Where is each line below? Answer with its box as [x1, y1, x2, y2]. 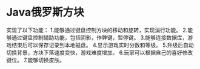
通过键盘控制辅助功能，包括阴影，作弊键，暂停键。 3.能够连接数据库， [11, 34, 188, 41]
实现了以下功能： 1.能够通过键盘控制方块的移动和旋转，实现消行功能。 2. [6, 26, 188, 34]
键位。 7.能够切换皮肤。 [6, 56, 65, 64]
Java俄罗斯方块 [6, 5, 84, 19]
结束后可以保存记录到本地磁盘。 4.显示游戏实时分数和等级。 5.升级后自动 [11, 41, 194, 49]
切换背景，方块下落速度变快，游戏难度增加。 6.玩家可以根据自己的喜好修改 [6, 49, 193, 56]
